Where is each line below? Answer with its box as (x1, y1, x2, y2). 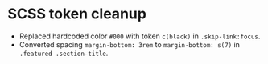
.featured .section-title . (19, 48, 109, 58)
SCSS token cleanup (7, 5, 146, 23)
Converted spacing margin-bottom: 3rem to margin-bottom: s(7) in (19, 39, 241, 49)
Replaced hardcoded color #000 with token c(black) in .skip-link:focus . (19, 31, 261, 41)
